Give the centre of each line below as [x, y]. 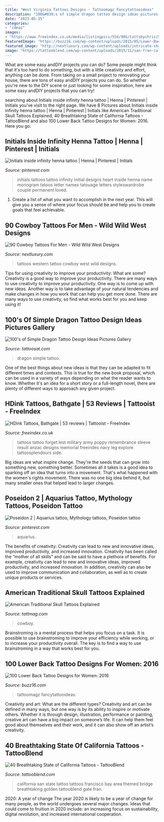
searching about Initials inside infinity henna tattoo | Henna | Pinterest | [76, 100]
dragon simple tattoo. [39, 358]
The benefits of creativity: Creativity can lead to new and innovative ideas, [80, 546]
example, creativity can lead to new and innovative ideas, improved [73, 562]
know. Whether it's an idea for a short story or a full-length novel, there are [80, 383]
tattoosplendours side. [40, 453]
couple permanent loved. [42, 190]
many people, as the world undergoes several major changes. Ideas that [78, 804]
